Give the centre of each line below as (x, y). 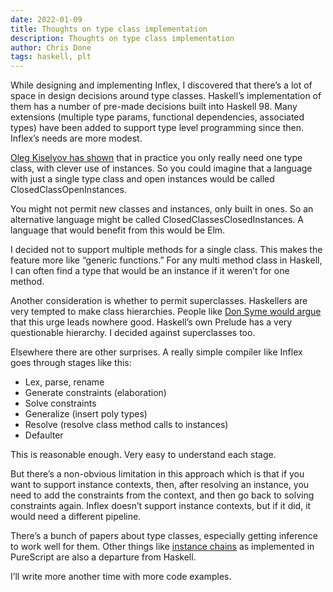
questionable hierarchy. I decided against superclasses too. (133, 333)
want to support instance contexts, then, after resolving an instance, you (160, 485)
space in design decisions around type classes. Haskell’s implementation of (166, 96)
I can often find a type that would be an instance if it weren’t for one (150, 271)
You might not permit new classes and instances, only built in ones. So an (162, 209)
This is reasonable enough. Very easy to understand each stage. (143, 455)
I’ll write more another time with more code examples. (121, 577)
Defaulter (44, 435)
